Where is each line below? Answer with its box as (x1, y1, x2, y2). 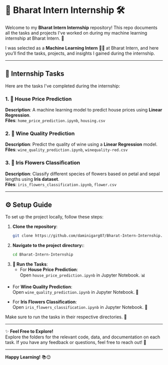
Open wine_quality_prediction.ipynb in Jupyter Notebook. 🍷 (12, 289, 139, 295)
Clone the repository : (12, 223, 58, 229)
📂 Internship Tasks (5, 69, 64, 78)
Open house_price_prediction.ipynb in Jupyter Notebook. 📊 (19, 272, 146, 278)
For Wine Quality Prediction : (12, 284, 72, 290)
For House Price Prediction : (19, 267, 78, 273)
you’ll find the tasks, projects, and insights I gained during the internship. (5, 50, 155, 56)
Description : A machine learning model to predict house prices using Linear (5, 107, 162, 113)
